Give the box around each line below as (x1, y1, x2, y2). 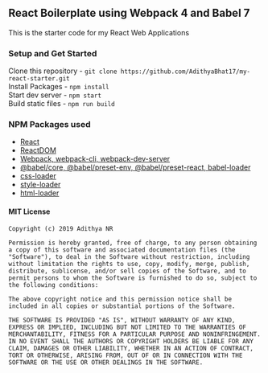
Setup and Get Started (8, 47, 97, 59)
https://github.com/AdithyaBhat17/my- (120, 68, 251, 76)
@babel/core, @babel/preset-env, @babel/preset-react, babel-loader (19, 162, 251, 172)
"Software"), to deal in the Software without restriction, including (8, 252, 250, 260)
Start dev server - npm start (8, 90, 102, 100)
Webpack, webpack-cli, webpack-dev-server (19, 154, 171, 164)
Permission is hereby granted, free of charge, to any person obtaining (8, 239, 258, 247)
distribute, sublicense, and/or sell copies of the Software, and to (8, 267, 247, 275)
